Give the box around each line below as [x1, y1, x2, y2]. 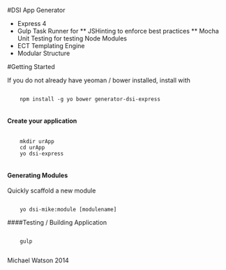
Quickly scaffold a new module [7, 186, 96, 195]
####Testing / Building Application [7, 218, 107, 227]
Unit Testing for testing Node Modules [17, 34, 128, 43]
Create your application [7, 117, 77, 125]
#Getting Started [7, 63, 55, 70]
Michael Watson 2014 [7, 256, 70, 264]
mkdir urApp [20, 138, 54, 145]
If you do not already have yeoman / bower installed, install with [7, 76, 190, 84]
